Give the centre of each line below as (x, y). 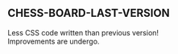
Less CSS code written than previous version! (83, 32)
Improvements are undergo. (54, 41)
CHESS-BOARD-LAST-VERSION (89, 13)
